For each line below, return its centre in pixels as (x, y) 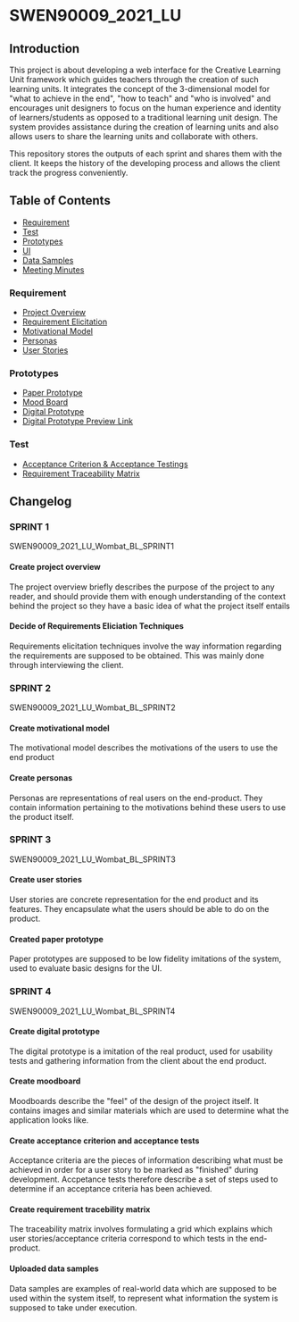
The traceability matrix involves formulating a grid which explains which (141, 1229)
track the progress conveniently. (69, 172)
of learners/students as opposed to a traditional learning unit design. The (144, 117)
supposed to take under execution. (73, 1307)
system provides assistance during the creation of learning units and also (144, 127)
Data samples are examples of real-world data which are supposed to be (143, 1288)
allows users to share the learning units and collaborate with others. (134, 136)
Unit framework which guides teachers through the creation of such (134, 79)
